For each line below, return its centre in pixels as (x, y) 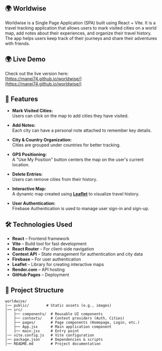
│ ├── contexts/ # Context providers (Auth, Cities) (65, 318)
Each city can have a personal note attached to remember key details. (82, 130)
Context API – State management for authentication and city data (77, 254)
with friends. (18, 43)
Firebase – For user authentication (47, 259)
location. (21, 165)
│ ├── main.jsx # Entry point (42, 331)
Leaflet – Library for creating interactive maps (58, 264)
